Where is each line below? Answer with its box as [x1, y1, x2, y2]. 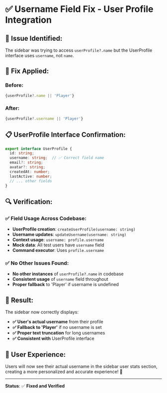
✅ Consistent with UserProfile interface [12, 335, 94, 341]
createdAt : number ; [9, 169, 50, 174]
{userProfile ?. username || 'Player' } [5, 116, 83, 121]
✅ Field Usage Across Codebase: [5, 215, 87, 222]
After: [5, 105, 20, 112]
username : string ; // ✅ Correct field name [9, 156, 104, 160]
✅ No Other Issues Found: [5, 260, 69, 267]
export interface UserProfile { [5, 146, 72, 151]
